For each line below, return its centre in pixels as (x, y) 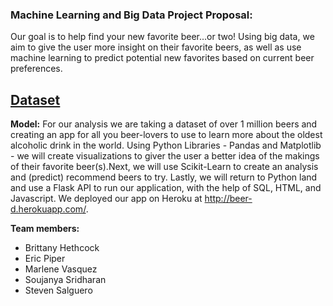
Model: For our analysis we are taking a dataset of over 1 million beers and (164, 124)
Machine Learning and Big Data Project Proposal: (131, 15)
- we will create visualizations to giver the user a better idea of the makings (165, 156)
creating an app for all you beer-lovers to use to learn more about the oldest (166, 135)
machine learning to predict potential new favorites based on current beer (162, 58)
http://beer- (228, 199)
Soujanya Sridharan (65, 280)
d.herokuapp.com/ (48, 209)
